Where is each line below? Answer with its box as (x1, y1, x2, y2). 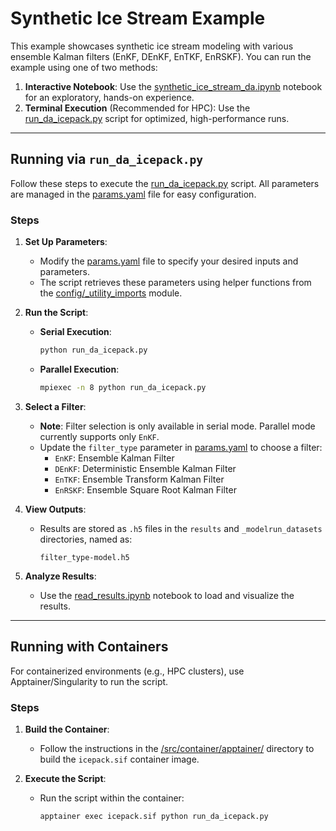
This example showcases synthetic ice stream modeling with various (10, 40, 294, 52)
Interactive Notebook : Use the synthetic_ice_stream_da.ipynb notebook (24, 80, 323, 92)
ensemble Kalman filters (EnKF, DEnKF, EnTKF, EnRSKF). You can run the (10, 50, 312, 62)
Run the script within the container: (39, 792, 185, 804)
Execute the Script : (24, 772, 107, 784)
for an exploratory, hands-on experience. (24, 91, 195, 103)
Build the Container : (24, 723, 110, 735)
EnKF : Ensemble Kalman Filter (54, 452, 175, 464)
